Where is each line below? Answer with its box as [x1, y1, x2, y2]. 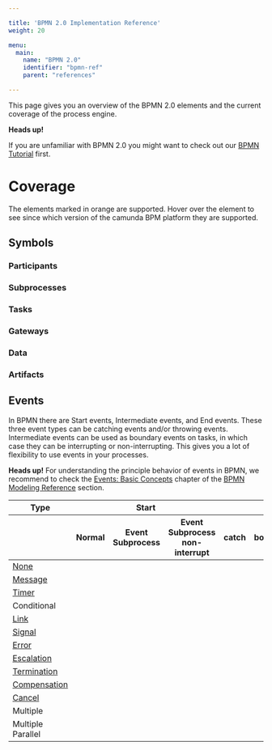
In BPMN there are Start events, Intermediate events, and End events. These [8, 415, 262, 425]
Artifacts [8, 369, 45, 380]
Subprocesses [8, 282, 67, 294]
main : [15, 49, 35, 57]
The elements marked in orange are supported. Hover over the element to [8, 204, 255, 214]
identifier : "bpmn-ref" [23, 64, 104, 72]
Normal [75, 532, 105, 543]
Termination [12, 665, 58, 676]
